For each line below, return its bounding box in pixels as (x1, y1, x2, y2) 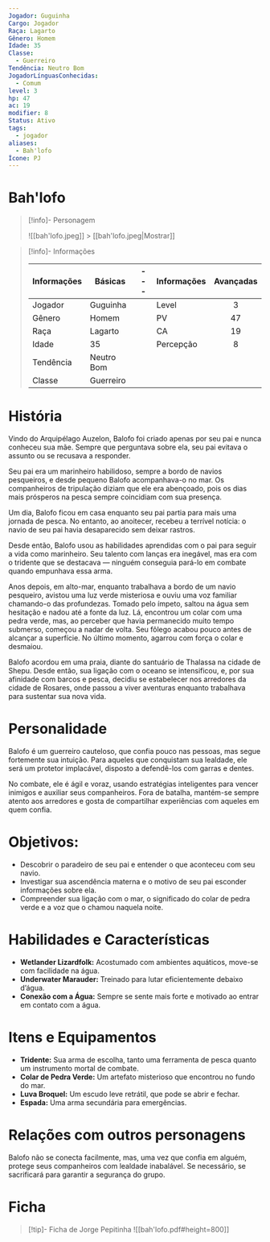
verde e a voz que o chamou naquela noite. (19, 903, 163, 912)
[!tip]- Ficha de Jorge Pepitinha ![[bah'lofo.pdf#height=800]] (27, 1224, 230, 1234)
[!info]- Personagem (27, 215, 96, 226)
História (8, 408, 63, 425)
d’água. (19, 983, 45, 992)
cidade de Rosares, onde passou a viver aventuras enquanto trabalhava (8, 683, 246, 693)
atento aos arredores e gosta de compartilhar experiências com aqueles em (8, 797, 260, 806)
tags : (8, 124, 27, 132)
